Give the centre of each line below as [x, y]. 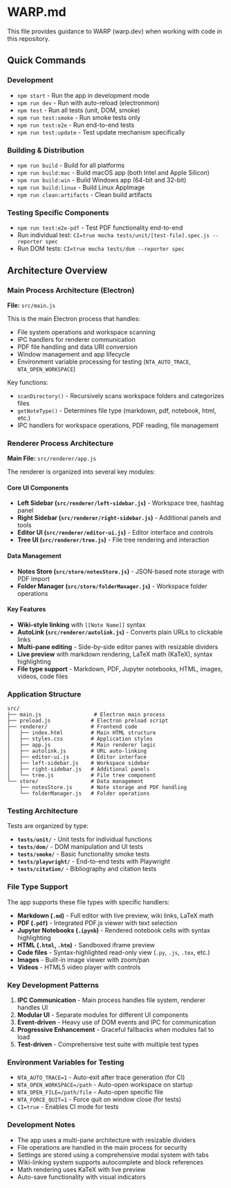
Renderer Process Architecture [61, 443]
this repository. [29, 38]
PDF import [33, 578]
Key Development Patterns [53, 985]
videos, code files [43, 676]
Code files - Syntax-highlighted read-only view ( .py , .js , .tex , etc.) [113, 952]
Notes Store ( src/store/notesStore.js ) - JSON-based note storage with [121, 571]
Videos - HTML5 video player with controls [79, 967]
